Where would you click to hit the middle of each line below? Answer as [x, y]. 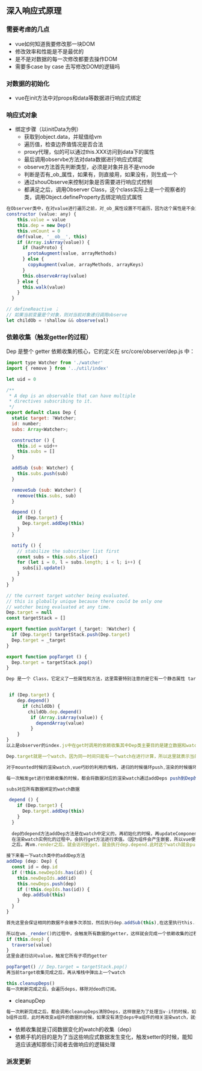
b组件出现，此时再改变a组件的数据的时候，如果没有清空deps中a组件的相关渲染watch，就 [101, 1017]
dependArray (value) [60, 723]
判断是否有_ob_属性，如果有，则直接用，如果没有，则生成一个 [101, 174]
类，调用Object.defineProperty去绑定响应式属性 [83, 197]
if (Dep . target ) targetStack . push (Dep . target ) [71, 635]
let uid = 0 [21, 379]
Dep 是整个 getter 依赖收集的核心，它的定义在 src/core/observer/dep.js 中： [101, 351]
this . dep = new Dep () [44, 225]
